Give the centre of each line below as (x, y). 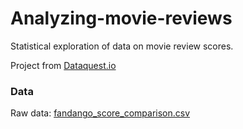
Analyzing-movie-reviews (121, 18)
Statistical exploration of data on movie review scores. (122, 46)
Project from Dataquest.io (63, 65)
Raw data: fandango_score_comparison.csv (100, 113)
